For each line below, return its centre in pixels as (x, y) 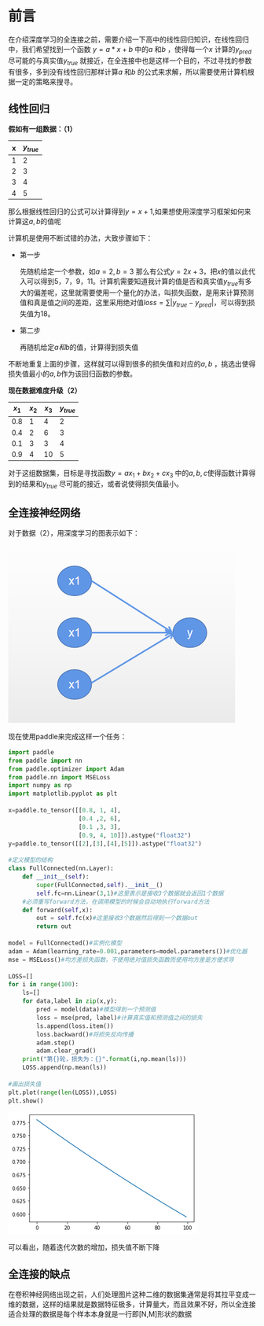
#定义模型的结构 (31, 860)
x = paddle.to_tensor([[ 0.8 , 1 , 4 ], (65, 811)
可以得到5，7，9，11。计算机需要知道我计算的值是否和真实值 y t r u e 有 (136, 282)
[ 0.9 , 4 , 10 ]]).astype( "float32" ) (135, 835)
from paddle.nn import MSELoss (59, 777)
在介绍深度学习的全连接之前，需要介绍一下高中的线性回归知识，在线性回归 (128, 39)
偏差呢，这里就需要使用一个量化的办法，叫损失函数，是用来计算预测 (143, 293)
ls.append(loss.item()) (75, 1026)
